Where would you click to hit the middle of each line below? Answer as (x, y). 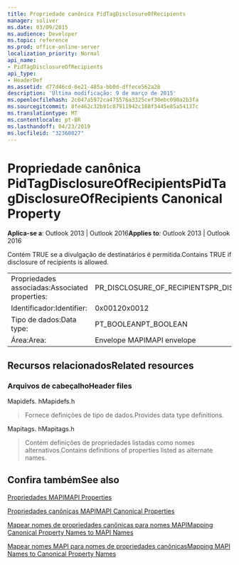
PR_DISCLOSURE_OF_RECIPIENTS (152, 287)
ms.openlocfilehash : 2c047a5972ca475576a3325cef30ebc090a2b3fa (103, 100)
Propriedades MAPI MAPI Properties (60, 497)
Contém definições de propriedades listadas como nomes (110, 443)
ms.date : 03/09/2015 (38, 27)
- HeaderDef (25, 80)
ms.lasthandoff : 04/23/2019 (49, 126)
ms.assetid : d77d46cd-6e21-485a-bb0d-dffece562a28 (84, 87)
